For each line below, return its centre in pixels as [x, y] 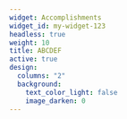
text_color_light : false [72, 92]
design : [24, 68]
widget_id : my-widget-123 [57, 26]
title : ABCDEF [36, 51]
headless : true [38, 34]
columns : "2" [42, 76]
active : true [34, 59]
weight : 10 [30, 42]
